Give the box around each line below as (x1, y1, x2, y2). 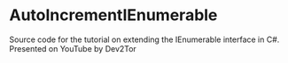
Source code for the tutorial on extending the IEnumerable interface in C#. (9, 34, 280, 45)
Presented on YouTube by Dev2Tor (9, 43, 137, 53)
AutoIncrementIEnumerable (9, 5, 218, 25)
